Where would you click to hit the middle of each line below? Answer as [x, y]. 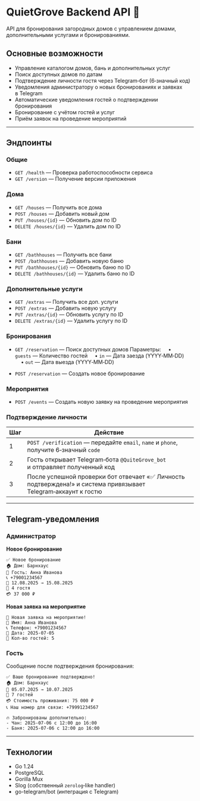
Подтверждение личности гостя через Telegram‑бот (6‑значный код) [102, 80]
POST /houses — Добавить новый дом [62, 213]
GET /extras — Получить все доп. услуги [66, 302]
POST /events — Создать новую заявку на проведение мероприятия [101, 401]
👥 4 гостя [18, 588]
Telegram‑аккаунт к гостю [65, 492]
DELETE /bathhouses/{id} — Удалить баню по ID [75, 274]
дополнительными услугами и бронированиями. [68, 34]
